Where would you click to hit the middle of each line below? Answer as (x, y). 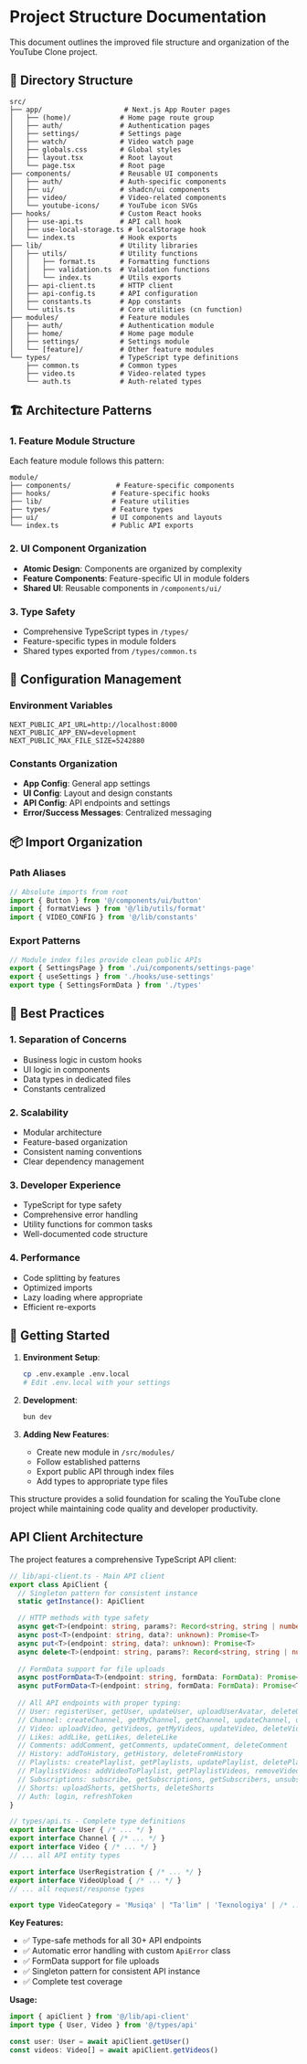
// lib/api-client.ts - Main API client (88, 1576)
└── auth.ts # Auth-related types (114, 381)
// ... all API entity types (65, 1855)
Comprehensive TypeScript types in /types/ (106, 631)
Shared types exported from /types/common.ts (110, 651)
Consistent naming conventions (82, 1151)
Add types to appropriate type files (102, 1481)
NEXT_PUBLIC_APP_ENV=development (73, 733)
